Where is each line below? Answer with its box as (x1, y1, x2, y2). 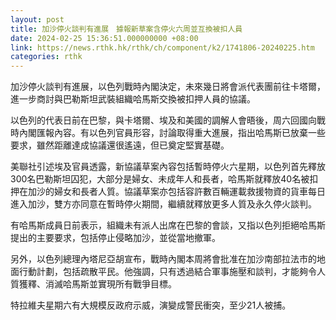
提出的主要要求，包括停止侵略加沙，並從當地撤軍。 (10, 232, 221, 244)
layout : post (10, 14, 65, 25)
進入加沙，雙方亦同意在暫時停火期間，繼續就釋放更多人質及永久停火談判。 (10, 198, 317, 210)
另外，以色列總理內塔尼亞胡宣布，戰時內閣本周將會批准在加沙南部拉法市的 (10, 253, 317, 265)
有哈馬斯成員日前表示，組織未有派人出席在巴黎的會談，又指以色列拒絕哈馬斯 (10, 219, 326, 231)
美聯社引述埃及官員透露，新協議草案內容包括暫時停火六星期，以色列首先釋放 (10, 161, 326, 173)
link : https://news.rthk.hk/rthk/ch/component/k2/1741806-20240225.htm (10, 42, 315, 53)
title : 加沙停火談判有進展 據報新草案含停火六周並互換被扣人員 (10, 24, 243, 34)
